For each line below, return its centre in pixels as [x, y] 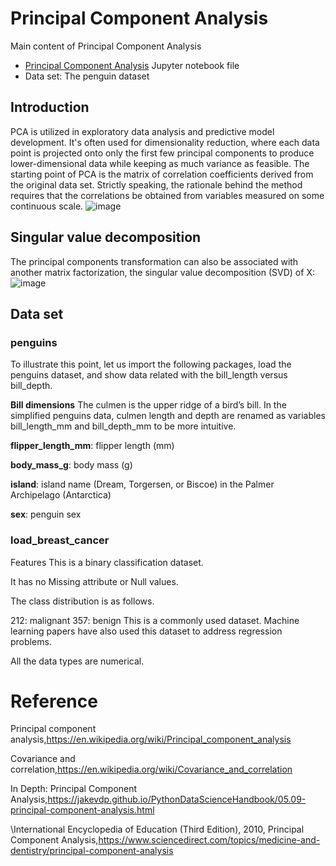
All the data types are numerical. [77, 661]
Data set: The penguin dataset [87, 76]
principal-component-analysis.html [82, 810]
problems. [31, 641]
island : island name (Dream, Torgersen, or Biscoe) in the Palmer [142, 484]
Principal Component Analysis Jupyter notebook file [132, 65]
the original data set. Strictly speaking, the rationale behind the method [156, 184]
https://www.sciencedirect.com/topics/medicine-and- [209, 840]
